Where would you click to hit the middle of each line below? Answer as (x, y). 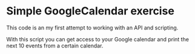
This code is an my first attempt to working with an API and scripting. (92, 28)
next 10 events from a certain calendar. (55, 46)
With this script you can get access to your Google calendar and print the (98, 39)
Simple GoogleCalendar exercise (90, 11)
